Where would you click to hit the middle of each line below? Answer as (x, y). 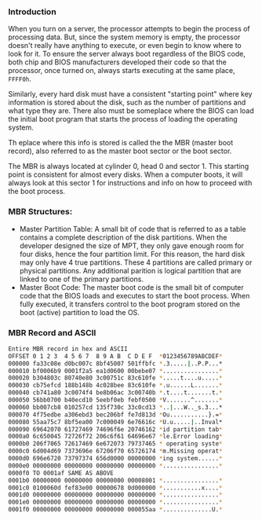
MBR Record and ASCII (52, 332)
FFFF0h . (20, 79)
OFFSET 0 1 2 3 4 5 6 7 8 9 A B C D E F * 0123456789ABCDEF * (115, 356)
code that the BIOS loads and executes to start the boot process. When (135, 295)
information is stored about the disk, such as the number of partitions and (127, 103)
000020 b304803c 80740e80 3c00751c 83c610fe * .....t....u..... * (115, 378)
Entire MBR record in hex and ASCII (68, 349)
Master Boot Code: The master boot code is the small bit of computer (132, 287)
